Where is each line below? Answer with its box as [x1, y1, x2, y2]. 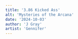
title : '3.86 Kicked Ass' [5, 7, 60, 13]
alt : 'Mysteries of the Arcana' [5, 12, 74, 17]
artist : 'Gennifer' [5, 26, 47, 31]
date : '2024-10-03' [5, 17, 47, 22]
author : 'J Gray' [5, 21, 42, 27]
